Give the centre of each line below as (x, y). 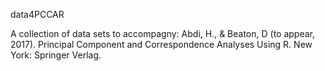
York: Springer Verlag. (56, 55)
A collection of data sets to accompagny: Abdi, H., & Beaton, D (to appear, (163, 33)
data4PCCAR (37, 14)
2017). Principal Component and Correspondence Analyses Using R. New (161, 44)
